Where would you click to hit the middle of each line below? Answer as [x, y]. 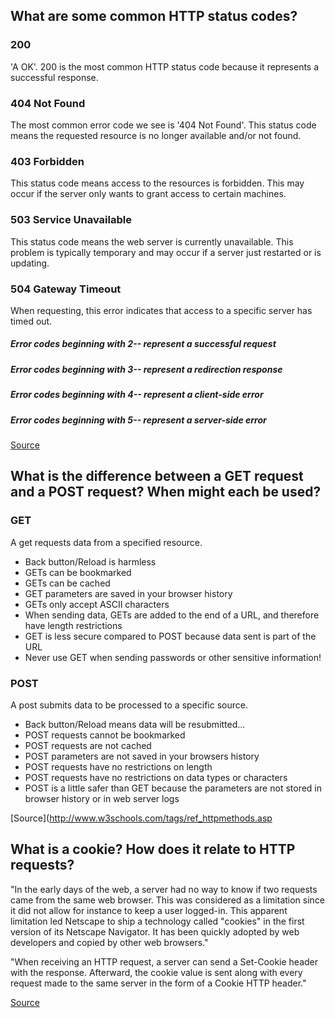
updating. [30, 263]
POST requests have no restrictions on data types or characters [156, 777]
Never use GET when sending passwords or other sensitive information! [173, 657]
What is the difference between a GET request [157, 476]
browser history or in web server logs [102, 798]
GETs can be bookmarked [78, 572]
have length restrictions [73, 625]
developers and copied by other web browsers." [109, 942]
